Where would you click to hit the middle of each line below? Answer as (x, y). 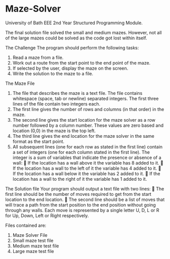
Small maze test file (33, 240)
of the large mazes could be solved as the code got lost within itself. (76, 38)
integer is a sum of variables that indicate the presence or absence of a (87, 158)
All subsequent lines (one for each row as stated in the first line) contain (88, 146)
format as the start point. (38, 141)
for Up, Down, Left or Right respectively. (47, 216)
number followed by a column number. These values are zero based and (88, 125)
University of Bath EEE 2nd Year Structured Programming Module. (74, 23)
